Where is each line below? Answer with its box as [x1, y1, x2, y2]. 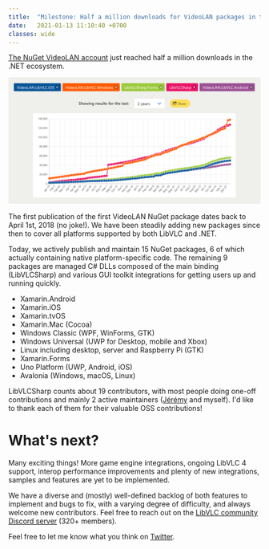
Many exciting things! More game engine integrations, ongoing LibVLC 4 [8, 458, 247, 467]
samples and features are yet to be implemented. [8, 474, 171, 485]
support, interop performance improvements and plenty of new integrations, [8, 466, 260, 476]
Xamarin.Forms [19, 353, 70, 363]
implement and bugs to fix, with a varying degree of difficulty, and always [8, 498, 251, 509]
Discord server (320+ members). [8, 516, 118, 526]
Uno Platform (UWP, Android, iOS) [19, 362, 133, 372]
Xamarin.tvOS [19, 311, 66, 320]
